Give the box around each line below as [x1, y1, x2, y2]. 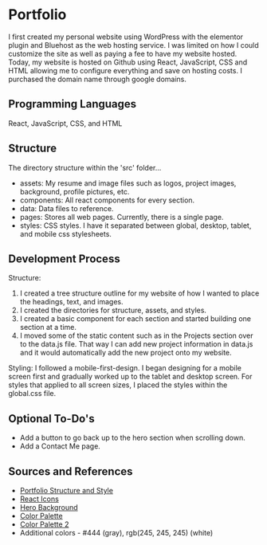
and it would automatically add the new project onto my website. [19, 348, 233, 358]
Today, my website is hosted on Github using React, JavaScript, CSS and [8, 57, 248, 67]
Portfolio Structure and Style [19, 486, 114, 495]
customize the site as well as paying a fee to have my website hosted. [8, 49, 238, 58]
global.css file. [8, 389, 57, 398]
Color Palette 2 [19, 520, 69, 529]
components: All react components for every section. [19, 195, 195, 205]
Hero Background [19, 503, 78, 512]
